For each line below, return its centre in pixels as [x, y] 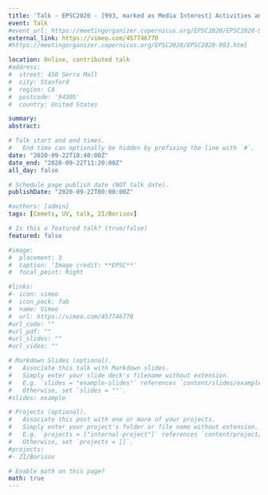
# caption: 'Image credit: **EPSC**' [73, 265]
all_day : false [33, 170]
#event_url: [28, 30]
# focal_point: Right [46, 272]
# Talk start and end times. [57, 141]
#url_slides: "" [35, 339]
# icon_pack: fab [39, 302]
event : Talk [28, 23]
